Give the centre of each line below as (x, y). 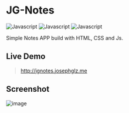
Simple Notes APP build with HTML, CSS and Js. (64, 38)
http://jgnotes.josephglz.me (54, 71)
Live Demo (26, 56)
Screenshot (28, 89)
